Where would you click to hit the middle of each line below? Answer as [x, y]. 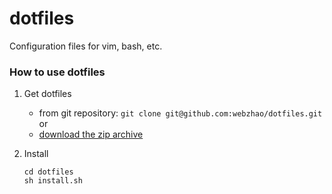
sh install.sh [53, 181]
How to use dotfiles [57, 72]
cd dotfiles [48, 172]
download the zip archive [91, 134]
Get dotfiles [47, 94]
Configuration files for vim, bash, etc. [86, 46]
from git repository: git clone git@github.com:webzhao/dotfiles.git [180, 113]
